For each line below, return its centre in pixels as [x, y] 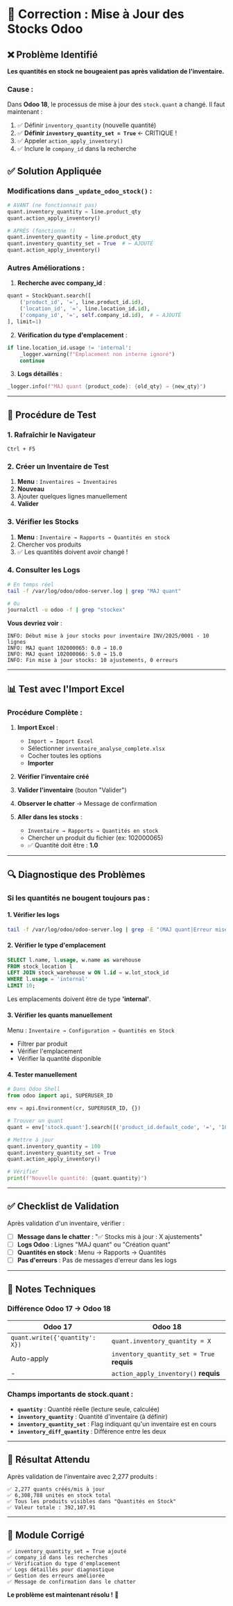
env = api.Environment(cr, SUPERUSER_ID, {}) [74, 1108]
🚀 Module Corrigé [46, 1535]
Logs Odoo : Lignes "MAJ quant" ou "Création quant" [94, 1244]
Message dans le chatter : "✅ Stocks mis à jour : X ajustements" [110, 1236]
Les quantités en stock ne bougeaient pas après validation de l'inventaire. [116, 71]
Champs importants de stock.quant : [70, 1394]
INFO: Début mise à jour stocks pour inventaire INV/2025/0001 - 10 [108, 636]
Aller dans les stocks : [50, 817]
